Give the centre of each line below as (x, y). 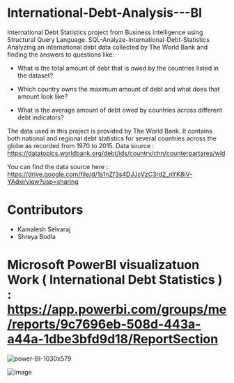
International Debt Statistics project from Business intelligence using (105, 32)
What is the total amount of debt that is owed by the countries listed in (118, 68)
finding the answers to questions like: (61, 55)
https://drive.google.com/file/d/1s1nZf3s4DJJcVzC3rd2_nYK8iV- (100, 174)
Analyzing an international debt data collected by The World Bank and (107, 47)
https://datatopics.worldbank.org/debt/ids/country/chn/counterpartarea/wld (116, 153)
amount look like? (42, 96)
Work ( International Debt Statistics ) (115, 280)
